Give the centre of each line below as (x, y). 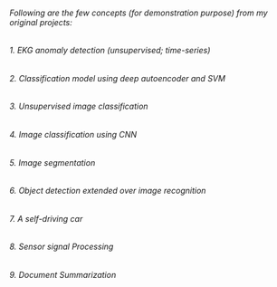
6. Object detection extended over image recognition (108, 191)
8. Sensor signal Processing (62, 247)
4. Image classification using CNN (73, 135)
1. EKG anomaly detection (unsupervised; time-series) (110, 51)
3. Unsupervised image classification (79, 106)
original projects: (41, 22)
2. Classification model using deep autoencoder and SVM (118, 78)
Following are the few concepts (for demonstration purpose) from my (139, 13)
